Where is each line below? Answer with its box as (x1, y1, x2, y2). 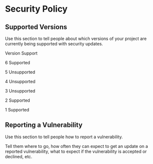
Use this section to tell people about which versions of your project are (5, 36, 147, 41)
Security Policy (5, 3, 68, 15)
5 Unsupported (5, 69, 35, 75)
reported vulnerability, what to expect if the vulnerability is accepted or (5, 148, 147, 154)
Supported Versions (5, 23, 67, 31)
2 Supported (5, 97, 30, 103)
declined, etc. (5, 153, 33, 159)
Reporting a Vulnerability (5, 121, 83, 129)
